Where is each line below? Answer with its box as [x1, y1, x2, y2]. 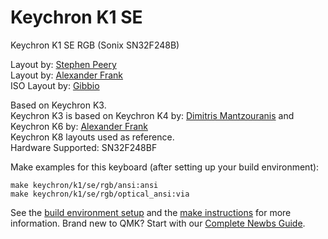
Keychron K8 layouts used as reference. [10, 131, 175, 143]
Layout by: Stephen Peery [10, 58, 117, 70]
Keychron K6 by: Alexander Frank [10, 120, 148, 132]
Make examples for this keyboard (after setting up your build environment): [10, 161, 320, 173]
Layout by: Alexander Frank [10, 69, 124, 81]
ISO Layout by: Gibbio [10, 79, 100, 91]
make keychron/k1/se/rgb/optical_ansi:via [10, 189, 190, 199]
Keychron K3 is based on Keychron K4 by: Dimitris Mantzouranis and [10, 109, 295, 121]
